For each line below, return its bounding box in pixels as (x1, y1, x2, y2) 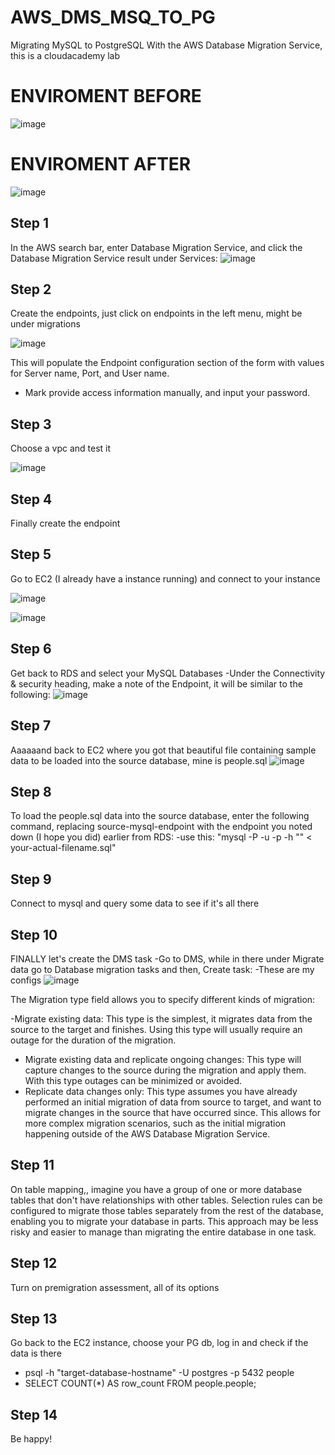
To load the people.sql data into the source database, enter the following (10, 810, 310, 822)
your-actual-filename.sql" (10, 842, 117, 854)
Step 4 (10, 491, 53, 508)
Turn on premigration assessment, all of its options (10, 1281, 220, 1293)
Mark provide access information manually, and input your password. (24, 387, 311, 399)
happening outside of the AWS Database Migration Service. (24, 1127, 271, 1140)
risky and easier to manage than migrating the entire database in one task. (10, 1226, 317, 1238)
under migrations (10, 318, 81, 330)
